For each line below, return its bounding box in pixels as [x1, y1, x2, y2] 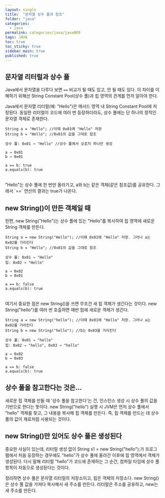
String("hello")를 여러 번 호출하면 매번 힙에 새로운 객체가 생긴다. [5, 307, 129, 313]
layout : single [5, 7, 37, 12]
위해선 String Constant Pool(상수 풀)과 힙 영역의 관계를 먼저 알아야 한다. [18, 93, 158, 99]
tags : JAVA [5, 35, 28, 40]
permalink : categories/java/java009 [5, 30, 81, 35]
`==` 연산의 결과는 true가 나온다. [14, 188, 78, 194]
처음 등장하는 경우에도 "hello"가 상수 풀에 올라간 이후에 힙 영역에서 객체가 [18, 452, 160, 458]
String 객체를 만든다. [5, 224, 45, 230]
